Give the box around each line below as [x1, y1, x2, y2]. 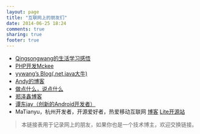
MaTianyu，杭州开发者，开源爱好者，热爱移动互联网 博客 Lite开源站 [15, 108, 185, 115]
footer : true [6, 37, 40, 43]
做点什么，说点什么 [15, 85, 64, 92]
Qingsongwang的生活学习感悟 [15, 55, 91, 62]
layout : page [6, 9, 40, 15]
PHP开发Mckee [15, 62, 54, 69]
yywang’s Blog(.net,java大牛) [15, 70, 88, 77]
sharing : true [6, 32, 43, 38]
